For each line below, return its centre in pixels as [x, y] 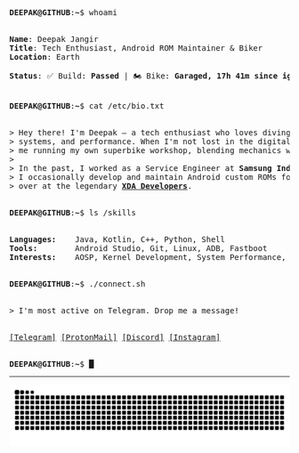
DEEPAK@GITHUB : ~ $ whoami [63, 12]
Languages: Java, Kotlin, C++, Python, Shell [117, 239]
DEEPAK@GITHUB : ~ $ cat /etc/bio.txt [87, 106]
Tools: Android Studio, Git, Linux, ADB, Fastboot [138, 248]
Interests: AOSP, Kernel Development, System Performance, [148, 257]
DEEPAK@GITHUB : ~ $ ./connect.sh [77, 284]
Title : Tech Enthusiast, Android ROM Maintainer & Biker [136, 48]
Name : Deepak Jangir [54, 39]
